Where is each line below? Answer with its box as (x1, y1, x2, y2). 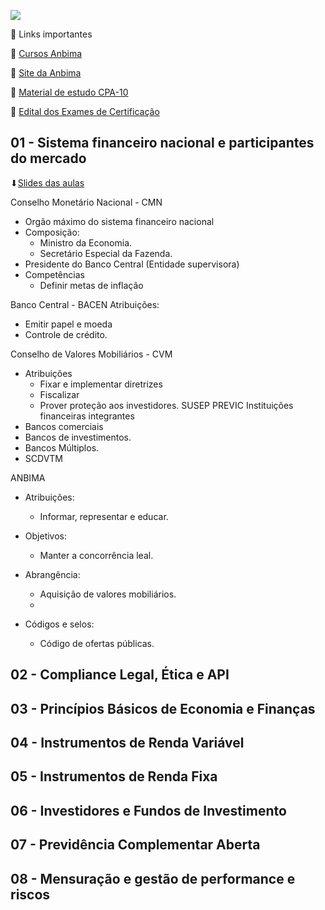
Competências (24, 268, 85, 280)
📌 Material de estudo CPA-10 (10, 86, 129, 98)
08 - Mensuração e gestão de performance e (10, 870, 296, 887)
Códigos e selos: (24, 618, 95, 630)
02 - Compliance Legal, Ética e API (10, 666, 230, 684)
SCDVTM (24, 452, 63, 464)
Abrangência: (24, 568, 81, 580)
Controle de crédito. (24, 328, 108, 340)
